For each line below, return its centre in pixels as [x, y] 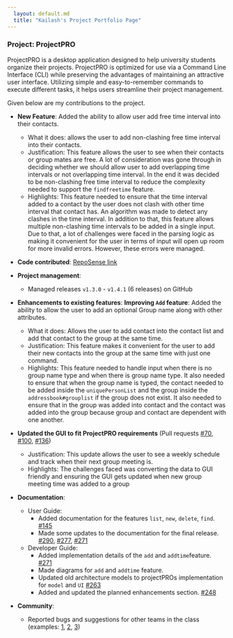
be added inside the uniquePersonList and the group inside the [118, 390]
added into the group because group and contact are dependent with [127, 412]
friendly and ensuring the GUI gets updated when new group [115, 476]
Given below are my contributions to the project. [77, 102]
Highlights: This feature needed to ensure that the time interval [117, 197]
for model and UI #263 [70, 585]
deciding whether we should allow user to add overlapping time [119, 167]
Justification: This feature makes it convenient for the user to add [121, 345]
